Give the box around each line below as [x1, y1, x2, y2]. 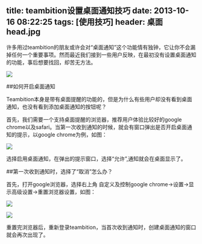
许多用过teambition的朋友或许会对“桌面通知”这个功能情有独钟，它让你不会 [6, 43, 191, 51]
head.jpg [6, 27, 41, 37]
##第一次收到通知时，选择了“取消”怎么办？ [6, 167, 113, 175]
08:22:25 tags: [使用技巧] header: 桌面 [16, 17, 163, 27]
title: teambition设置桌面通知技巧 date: [6, 5, 153, 16]
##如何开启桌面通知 [6, 83, 55, 90]
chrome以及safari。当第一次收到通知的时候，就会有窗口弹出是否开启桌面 [6, 123, 188, 131]
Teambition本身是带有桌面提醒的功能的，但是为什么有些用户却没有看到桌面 [6, 95, 192, 102]
